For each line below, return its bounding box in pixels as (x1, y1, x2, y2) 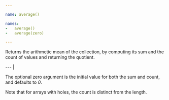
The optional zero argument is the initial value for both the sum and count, (5, 74, 160, 80)
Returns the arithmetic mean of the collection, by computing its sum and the (5, 49, 164, 55)
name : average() (5, 12, 40, 17)
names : (5, 21, 19, 26)
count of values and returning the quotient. (5, 54, 95, 60)
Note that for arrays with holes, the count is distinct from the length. (5, 89, 147, 95)
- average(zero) (5, 30, 44, 36)
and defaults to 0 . (5, 79, 42, 85)
